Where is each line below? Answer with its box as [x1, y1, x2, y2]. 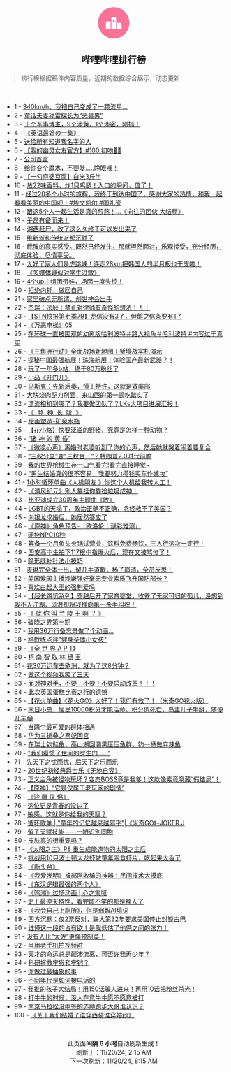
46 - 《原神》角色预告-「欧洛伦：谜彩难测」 [13, 521, 142, 530]
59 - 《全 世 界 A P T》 [13, 644, 76, 652]
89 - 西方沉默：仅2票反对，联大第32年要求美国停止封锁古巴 [13, 915, 186, 923]
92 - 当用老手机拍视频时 [13, 941, 84, 949]
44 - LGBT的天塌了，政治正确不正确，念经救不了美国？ [13, 504, 172, 512]
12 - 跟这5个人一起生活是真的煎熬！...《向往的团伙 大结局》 [13, 207, 184, 215]
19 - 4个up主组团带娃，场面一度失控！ [13, 277, 124, 285]
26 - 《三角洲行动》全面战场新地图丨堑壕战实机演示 [13, 347, 163, 355]
